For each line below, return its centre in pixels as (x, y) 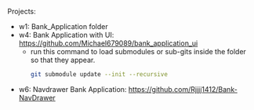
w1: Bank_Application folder (63, 26)
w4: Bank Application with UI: (66, 35)
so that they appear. (63, 60)
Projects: (22, 11)
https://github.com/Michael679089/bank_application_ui (108, 43)
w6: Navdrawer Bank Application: (73, 89)
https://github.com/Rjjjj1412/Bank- (183, 89)
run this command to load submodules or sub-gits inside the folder (138, 51)
